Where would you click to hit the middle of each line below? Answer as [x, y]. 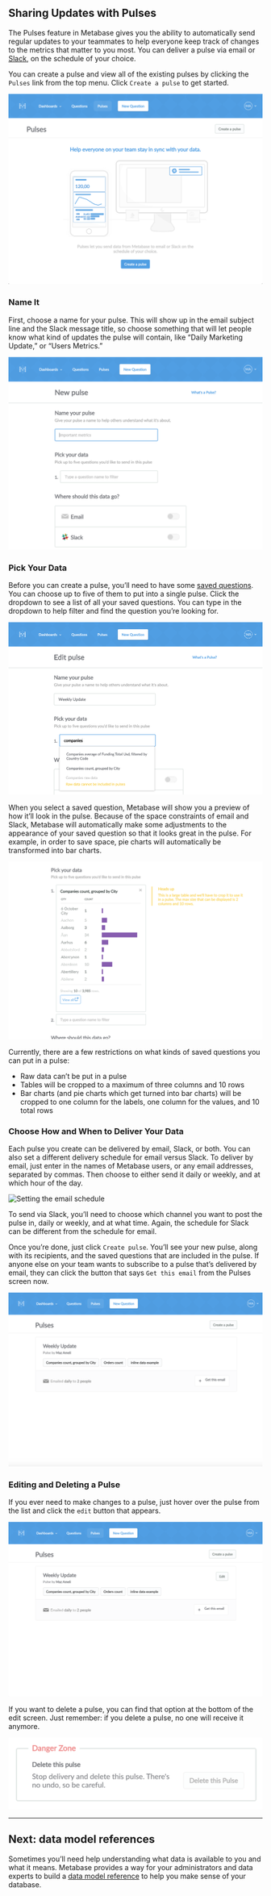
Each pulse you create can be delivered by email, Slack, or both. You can [129, 1149]
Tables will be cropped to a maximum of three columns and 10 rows [132, 1085]
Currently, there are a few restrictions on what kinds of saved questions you [134, 1052]
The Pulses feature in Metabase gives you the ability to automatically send [132, 32]
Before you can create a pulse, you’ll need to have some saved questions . [131, 585]
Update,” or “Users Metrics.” [56, 345]
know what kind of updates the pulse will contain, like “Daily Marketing [126, 337]
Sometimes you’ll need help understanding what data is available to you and [135, 1859]
